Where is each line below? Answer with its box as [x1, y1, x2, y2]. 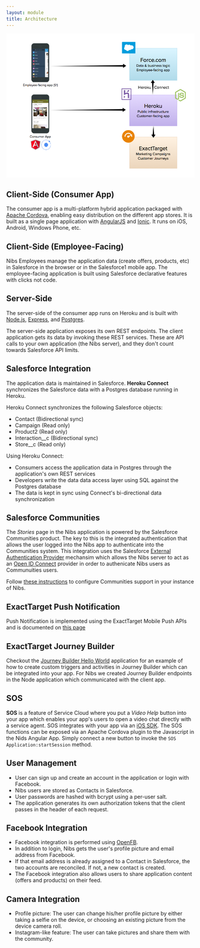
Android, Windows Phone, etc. [6, 224, 81, 231]
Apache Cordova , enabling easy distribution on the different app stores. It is [6, 212, 193, 219]
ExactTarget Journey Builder [6, 641, 115, 651]
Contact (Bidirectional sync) [14, 415, 84, 422]
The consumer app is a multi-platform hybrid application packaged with [6, 205, 183, 212]
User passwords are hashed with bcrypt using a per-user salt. [14, 793, 168, 800]
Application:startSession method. [6, 740, 93, 748]
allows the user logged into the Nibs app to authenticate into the [6, 541, 164, 548]
